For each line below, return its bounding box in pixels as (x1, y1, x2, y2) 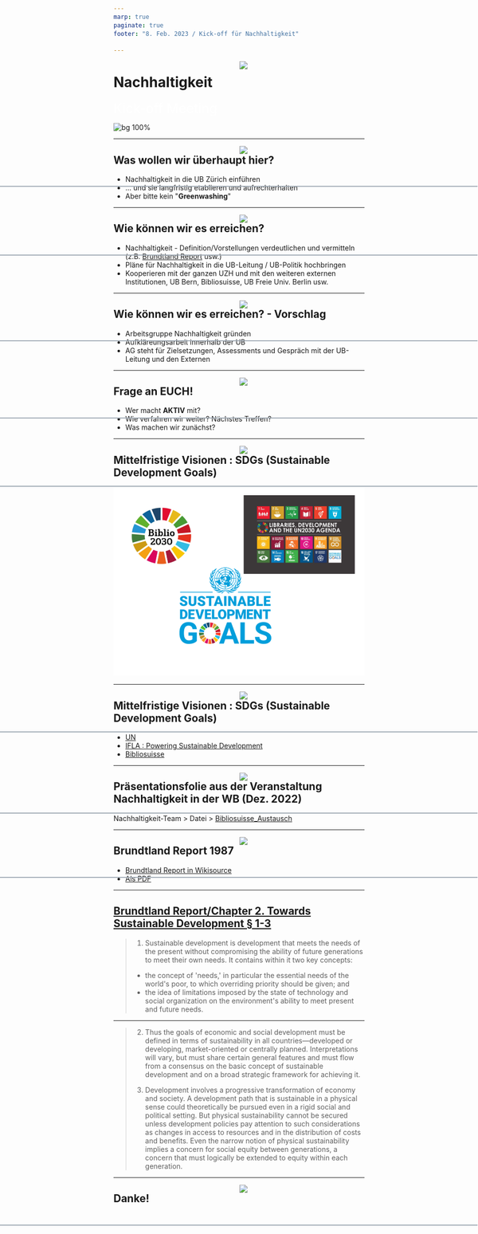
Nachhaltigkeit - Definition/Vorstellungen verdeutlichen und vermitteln (124, 243, 355, 253)
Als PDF (124, 874, 151, 883)
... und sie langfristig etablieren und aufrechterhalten (124, 183, 298, 192)
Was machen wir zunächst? (124, 422, 216, 432)
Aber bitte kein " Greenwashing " (124, 191, 231, 201)
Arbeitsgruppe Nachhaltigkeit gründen (124, 328, 252, 338)
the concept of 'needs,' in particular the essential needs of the (144, 970, 350, 980)
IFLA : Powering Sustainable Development (124, 741, 263, 751)
